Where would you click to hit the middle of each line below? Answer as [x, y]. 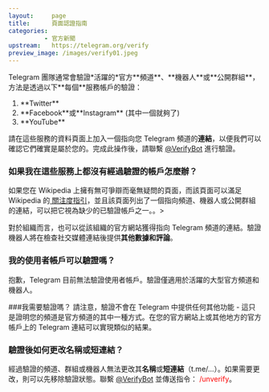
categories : [28, 31]
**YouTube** [43, 122]
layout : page [37, 16]
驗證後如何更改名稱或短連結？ [66, 349]
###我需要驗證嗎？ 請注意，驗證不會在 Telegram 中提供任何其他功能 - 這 [128, 307]
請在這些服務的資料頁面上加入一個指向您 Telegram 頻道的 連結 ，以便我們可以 [135, 138]
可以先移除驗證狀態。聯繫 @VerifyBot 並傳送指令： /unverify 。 [133, 378]
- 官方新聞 [60, 38]
